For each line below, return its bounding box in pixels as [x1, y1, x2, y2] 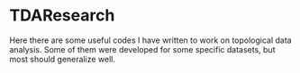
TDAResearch [9, 5, 115, 26]
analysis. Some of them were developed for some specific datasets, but [9, 44, 276, 54]
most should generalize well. [9, 53, 115, 64]
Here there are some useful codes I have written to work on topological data [9, 35, 292, 45]
